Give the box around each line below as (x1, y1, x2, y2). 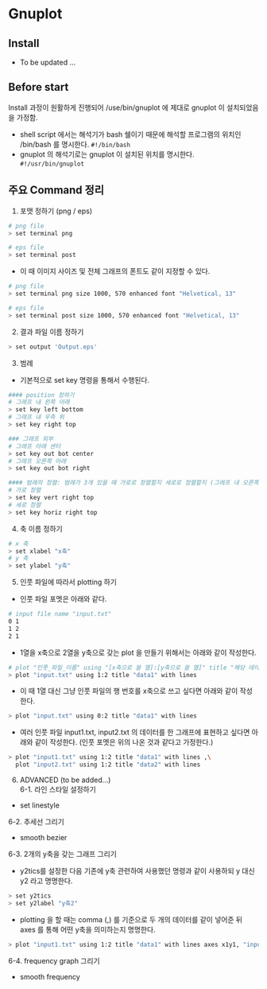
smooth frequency (19, 971, 81, 981)
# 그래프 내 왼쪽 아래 (8, 399, 70, 407)
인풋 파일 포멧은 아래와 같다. (19, 594, 107, 604)
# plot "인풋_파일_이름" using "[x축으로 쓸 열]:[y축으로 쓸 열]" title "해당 (8, 664, 246, 672)
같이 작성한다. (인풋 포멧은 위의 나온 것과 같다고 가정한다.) (34, 738, 214, 747)
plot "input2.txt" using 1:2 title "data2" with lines (15, 761, 201, 769)
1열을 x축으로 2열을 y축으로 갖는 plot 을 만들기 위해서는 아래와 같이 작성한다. (19, 648, 257, 657)
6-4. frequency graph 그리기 (8, 956, 101, 965)
